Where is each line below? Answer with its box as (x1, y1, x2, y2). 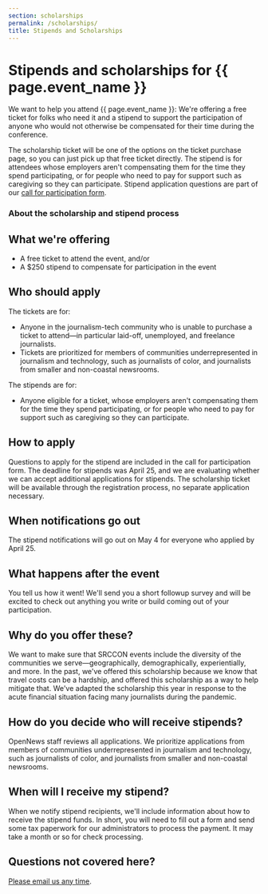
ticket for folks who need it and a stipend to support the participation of (8, 113, 243, 122)
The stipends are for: (8, 380, 77, 389)
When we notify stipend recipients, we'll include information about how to (8, 806, 250, 816)
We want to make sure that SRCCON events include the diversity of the (8, 649, 242, 660)
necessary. (8, 491, 45, 501)
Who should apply (8, 285, 101, 299)
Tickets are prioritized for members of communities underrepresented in (19, 347, 258, 357)
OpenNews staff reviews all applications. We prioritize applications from (8, 736, 245, 746)
